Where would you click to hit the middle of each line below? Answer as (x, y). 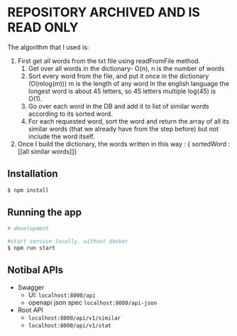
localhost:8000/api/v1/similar (75, 318)
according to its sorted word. (71, 114)
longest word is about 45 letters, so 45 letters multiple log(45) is (122, 91)
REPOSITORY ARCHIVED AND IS (104, 12)
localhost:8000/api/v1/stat (70, 325)
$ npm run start (31, 248)
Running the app (44, 213)
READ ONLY (43, 27)
